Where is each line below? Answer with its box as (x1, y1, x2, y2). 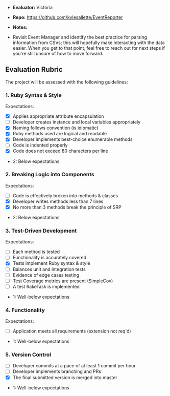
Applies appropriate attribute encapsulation (12, 113, 104, 119)
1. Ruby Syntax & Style (5, 92, 62, 99)
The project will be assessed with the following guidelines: (5, 79, 128, 85)
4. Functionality (5, 306, 45, 314)
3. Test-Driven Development (5, 227, 77, 234)
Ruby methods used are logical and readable (12, 131, 107, 137)
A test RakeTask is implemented (12, 283, 80, 289)
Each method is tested (12, 248, 60, 255)
